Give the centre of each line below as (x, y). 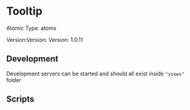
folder (14, 80)
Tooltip (24, 11)
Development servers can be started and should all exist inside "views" (95, 74)
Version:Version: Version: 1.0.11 (45, 40)
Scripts (20, 99)
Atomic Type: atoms (31, 28)
